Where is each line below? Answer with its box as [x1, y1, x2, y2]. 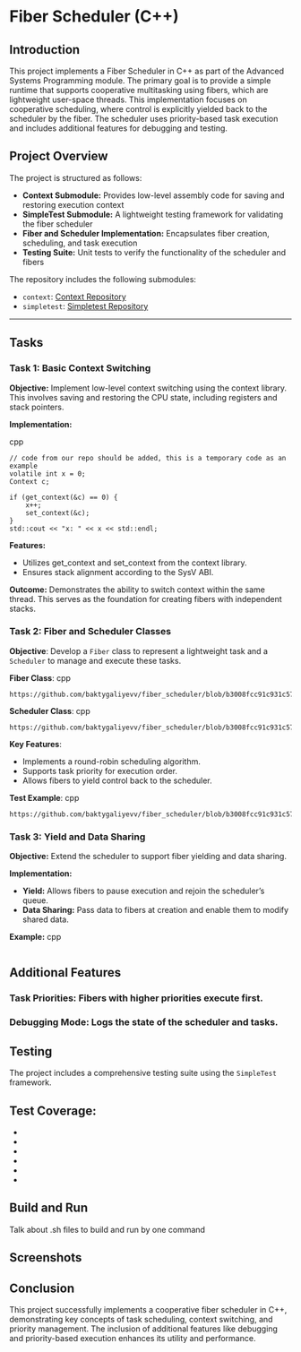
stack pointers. [9, 401, 64, 412]
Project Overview [9, 149, 108, 164]
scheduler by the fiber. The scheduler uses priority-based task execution [9, 114, 279, 124]
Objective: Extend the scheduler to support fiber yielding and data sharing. [9, 851, 287, 862]
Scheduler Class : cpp [9, 705, 91, 716]
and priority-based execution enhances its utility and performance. [9, 1332, 256, 1343]
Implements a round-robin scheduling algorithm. [21, 755, 202, 767]
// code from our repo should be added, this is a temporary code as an [9, 453, 287, 462]
